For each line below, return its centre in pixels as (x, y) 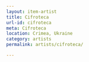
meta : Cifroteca (26, 28)
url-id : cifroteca (29, 22)
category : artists (29, 39)
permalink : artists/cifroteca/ (45, 45)
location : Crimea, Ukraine (39, 34)
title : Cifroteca (28, 17)
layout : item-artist (32, 12)
